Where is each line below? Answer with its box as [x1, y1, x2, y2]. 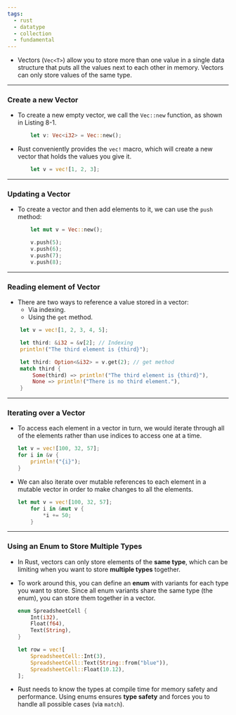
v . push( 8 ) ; [30, 259, 63, 266]
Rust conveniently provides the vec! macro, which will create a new [17, 145, 213, 154]
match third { [20, 365, 61, 372]
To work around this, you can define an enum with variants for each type [17, 578, 229, 587]
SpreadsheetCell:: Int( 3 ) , [30, 652, 107, 659]
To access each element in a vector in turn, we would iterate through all [17, 424, 225, 433]
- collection [13, 30, 52, 37]
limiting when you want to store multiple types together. [17, 565, 181, 573]
